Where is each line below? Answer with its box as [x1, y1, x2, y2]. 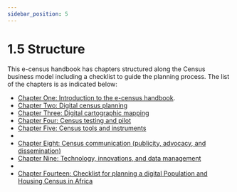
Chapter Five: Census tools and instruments [17, 124, 147, 132]
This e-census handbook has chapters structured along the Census [7, 65, 206, 73]
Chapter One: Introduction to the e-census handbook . [17, 93, 176, 102]
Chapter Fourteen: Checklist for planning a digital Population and [17, 169, 208, 178]
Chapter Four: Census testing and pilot [17, 116, 132, 124]
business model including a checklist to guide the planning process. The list [7, 72, 230, 80]
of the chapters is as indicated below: [7, 80, 117, 88]
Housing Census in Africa [17, 176, 93, 185]
